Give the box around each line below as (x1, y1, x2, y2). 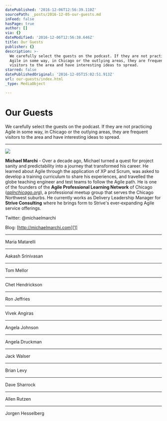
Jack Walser (5, 353, 31, 359)
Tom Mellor (5, 267, 28, 273)
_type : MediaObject (5, 81, 46, 86)
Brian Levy (5, 367, 27, 373)
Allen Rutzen (5, 396, 31, 402)
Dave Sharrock (5, 381, 36, 388)
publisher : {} (5, 44, 35, 49)
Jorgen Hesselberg (5, 410, 45, 416)
